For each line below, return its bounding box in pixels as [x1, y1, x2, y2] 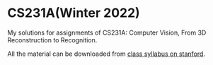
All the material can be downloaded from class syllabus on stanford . [7, 49, 205, 58]
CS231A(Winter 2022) [7, 5, 140, 21]
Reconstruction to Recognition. [7, 35, 98, 44]
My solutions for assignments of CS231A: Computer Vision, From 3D [7, 28, 207, 37]
